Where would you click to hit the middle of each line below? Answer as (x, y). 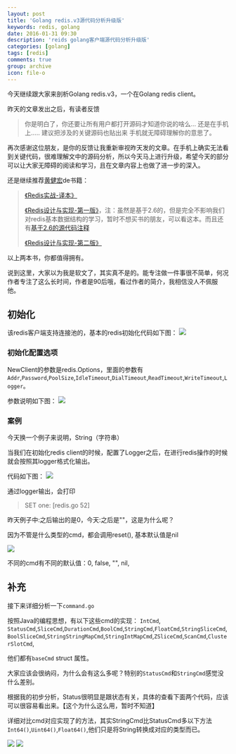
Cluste (217, 636)
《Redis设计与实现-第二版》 (63, 242)
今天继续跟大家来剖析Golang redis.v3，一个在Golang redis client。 (104, 94)
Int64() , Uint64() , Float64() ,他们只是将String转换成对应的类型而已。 (106, 729)
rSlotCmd (20, 644)
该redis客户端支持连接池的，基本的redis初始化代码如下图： (92, 333)
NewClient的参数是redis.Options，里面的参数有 (76, 369)
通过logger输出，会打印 (41, 491)
